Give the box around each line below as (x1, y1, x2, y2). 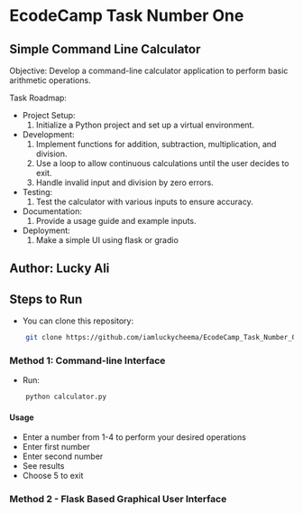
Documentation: (22, 206, 83, 217)
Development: (22, 129, 75, 140)
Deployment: (22, 225, 70, 236)
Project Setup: (22, 110, 76, 120)
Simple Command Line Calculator (9, 42, 201, 57)
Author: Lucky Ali (9, 261, 110, 276)
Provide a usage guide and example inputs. (35, 216, 197, 226)
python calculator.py (25, 392, 106, 402)
